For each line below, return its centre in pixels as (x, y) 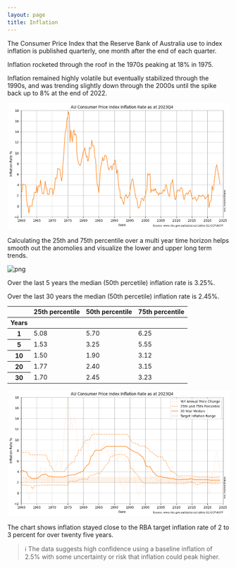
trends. (18, 255)
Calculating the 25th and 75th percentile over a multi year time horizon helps (118, 240)
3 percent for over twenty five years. (61, 534)
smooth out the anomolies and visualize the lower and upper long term (110, 248)
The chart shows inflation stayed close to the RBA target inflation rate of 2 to (118, 527)
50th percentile (109, 312)
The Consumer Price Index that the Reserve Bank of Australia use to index (115, 43)
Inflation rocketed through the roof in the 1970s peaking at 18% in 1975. (110, 64)
